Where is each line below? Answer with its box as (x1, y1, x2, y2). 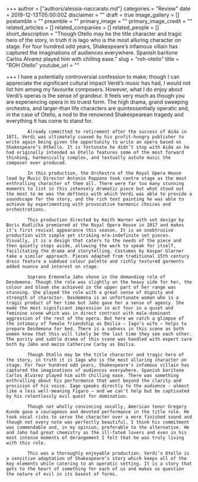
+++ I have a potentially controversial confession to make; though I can (6, 74, 180, 80)
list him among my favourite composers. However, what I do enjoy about (6, 86, 183, 92)
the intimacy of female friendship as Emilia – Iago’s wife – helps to (6, 321, 187, 327)
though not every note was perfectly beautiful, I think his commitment (6, 419, 190, 425)
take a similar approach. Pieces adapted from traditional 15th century (6, 253, 190, 259)
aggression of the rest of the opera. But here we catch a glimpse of (6, 315, 184, 321)
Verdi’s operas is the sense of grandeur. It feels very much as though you (6, 92, 185, 99)
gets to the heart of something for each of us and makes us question (6, 466, 184, 472)
